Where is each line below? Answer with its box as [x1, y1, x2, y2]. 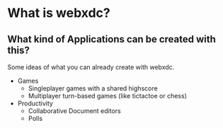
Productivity [17, 99, 53, 107]
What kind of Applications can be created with [7, 33, 216, 45]
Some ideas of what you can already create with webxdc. [7, 63, 175, 71]
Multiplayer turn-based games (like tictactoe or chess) [28, 92, 188, 100]
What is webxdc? [7, 5, 111, 21]
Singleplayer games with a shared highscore [28, 84, 158, 93]
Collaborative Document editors [28, 107, 122, 115]
